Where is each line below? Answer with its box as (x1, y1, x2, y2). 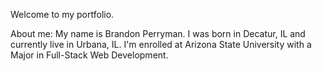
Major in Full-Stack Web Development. (10, 49, 169, 61)
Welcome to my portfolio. (10, 9, 115, 20)
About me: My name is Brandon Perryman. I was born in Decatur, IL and (10, 28, 306, 39)
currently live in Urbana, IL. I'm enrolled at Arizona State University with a (10, 39, 312, 50)
